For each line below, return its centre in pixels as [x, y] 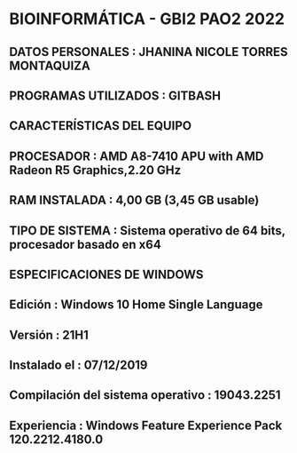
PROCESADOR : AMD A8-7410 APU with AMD [137, 156]
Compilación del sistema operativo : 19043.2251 [145, 395]
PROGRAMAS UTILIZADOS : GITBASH [115, 95]
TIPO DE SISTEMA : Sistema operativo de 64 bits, [147, 230]
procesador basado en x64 [85, 244]
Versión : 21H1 [49, 334]
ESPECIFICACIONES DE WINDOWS [106, 274]
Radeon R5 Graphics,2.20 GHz [95, 170]
